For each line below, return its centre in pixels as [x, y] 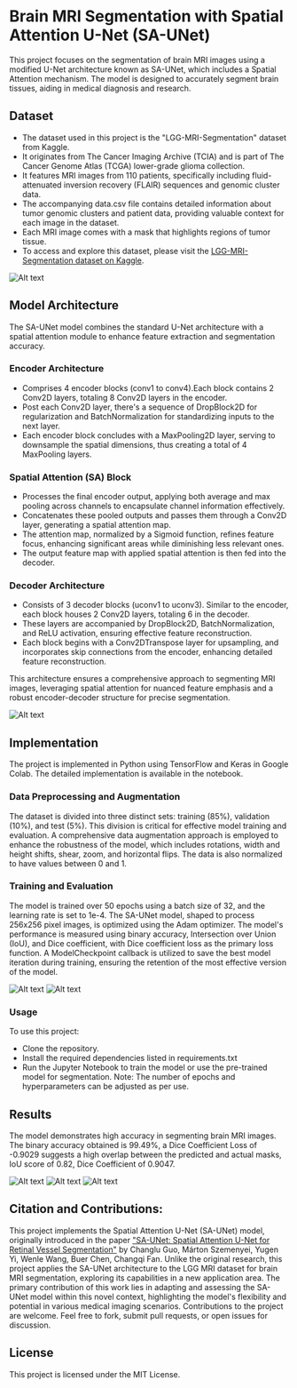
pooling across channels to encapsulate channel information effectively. [153, 506]
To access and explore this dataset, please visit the [116, 251]
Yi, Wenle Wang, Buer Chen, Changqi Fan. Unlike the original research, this [146, 1258]
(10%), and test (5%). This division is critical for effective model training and [148, 826]
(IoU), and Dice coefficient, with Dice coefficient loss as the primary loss [141, 943]
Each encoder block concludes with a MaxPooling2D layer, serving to [148, 435]
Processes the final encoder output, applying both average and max [146, 497]
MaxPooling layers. [57, 454]
